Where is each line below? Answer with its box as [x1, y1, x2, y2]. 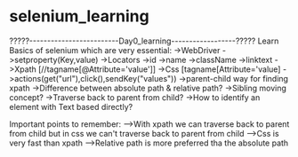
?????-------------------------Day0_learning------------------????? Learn [9, 35, 279, 46]
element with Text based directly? [9, 101, 133, 112]
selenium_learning [9, 6, 149, 27]
